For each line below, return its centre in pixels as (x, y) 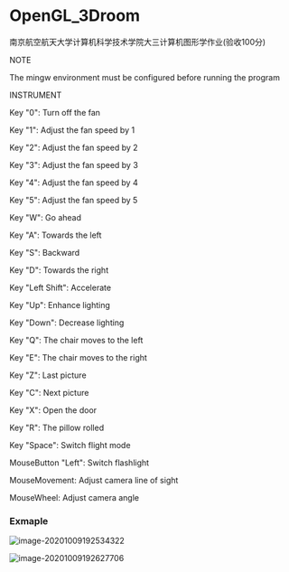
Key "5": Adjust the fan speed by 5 (74, 200)
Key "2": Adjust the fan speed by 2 (74, 147)
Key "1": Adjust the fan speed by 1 (72, 130)
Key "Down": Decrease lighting (67, 323)
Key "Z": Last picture (48, 375)
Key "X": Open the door (53, 410)
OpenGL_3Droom (75, 16)
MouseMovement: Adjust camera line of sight (94, 480)
